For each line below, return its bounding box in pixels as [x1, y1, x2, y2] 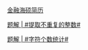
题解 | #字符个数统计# [7, 35, 69, 43]
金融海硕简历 [7, 6, 43, 14]
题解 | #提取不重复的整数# [7, 21, 81, 29]
